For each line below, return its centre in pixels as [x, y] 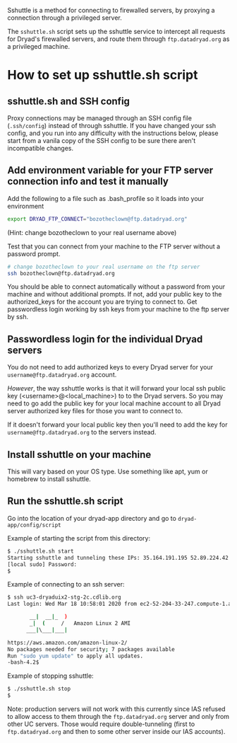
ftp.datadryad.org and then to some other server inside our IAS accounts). [116, 731]
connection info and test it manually [88, 182]
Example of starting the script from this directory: [79, 538]
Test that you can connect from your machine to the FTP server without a [114, 246]
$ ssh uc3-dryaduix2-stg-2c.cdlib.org [64, 597]
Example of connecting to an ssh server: [66, 584]
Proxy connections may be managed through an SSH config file [100, 118]
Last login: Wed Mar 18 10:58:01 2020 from [72, 604]
